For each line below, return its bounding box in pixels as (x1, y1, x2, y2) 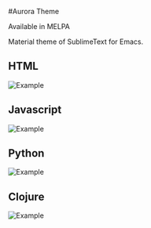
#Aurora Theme (8, 7, 60, 16)
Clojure (8, 190, 45, 203)
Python (8, 147, 45, 160)
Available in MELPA (8, 22, 71, 31)
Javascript (8, 103, 62, 117)
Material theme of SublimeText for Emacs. (8, 37, 144, 46)
